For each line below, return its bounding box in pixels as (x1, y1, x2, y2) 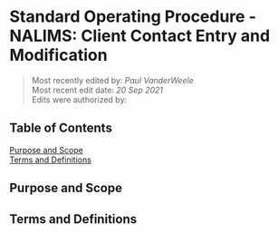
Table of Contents (9, 121, 113, 136)
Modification (9, 45, 108, 65)
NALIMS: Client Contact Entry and (9, 25, 270, 46)
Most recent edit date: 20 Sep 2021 (31, 84, 163, 95)
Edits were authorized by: (31, 93, 128, 105)
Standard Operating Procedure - (9, 6, 256, 27)
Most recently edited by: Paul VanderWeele (31, 74, 195, 85)
